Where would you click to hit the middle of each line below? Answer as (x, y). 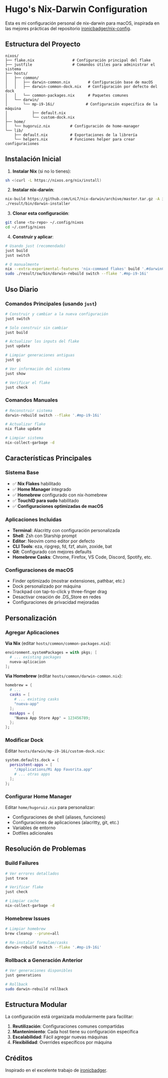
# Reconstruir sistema (29, 411)
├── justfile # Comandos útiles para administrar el (80, 64)
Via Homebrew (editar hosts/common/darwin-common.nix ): (64, 676)
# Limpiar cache (22, 901)
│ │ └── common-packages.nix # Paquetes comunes (67, 95)
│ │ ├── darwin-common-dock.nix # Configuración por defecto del (81, 86)
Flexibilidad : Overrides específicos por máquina (62, 1042)
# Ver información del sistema (38, 369)
